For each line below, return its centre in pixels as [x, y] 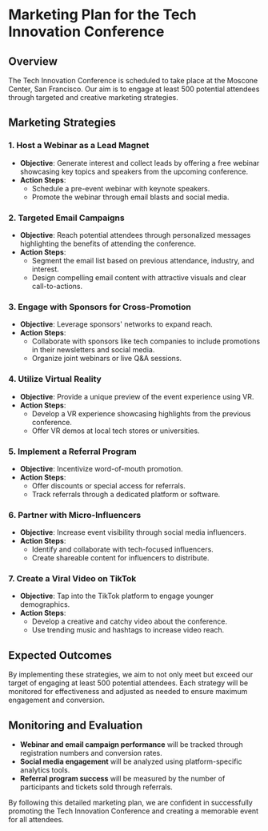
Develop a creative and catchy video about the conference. [130, 621]
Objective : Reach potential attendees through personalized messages [135, 235]
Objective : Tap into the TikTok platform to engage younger [117, 596]
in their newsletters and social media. [93, 350]
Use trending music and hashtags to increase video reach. [128, 630]
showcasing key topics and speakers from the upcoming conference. [134, 171]
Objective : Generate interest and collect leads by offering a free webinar [140, 163]
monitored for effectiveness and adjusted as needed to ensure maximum [128, 692]
